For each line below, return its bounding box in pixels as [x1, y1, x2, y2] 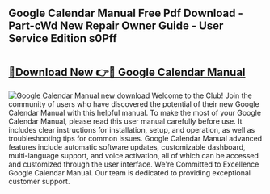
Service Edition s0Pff [8, 32, 117, 45]
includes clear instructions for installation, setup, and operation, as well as [8, 125, 255, 134]
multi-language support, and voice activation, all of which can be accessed [8, 151, 259, 160]
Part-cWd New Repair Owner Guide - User [8, 19, 224, 33]
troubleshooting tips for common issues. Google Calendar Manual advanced [8, 133, 263, 143]
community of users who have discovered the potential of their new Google [8, 99, 260, 108]
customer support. [8, 177, 70, 186]
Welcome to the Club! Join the [151, 91, 252, 100]
